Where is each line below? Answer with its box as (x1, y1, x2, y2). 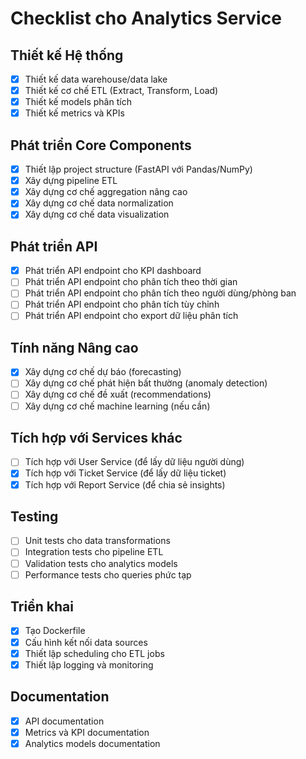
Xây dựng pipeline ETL (24, 175, 118, 187)
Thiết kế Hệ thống (10, 47, 124, 64)
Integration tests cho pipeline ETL (24, 546, 164, 558)
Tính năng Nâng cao (10, 339, 139, 356)
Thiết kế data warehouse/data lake (24, 73, 168, 85)
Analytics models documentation (24, 737, 161, 749)
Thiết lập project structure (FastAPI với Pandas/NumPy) (24, 163, 253, 176)
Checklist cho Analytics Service (10, 7, 282, 30)
